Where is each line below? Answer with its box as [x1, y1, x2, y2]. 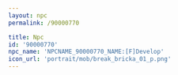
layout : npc [8, 11, 47, 20]
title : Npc [8, 33, 44, 41]
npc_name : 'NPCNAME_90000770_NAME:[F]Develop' [8, 48, 165, 56]
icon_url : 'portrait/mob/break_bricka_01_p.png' [8, 55, 172, 63]
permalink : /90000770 [8, 19, 80, 27]
